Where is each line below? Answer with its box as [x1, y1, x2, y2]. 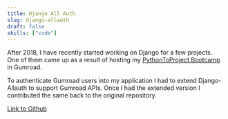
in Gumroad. [7, 63, 43, 71]
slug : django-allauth [7, 17, 70, 24]
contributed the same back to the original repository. [7, 91, 157, 100]
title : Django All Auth [7, 10, 76, 17]
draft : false [7, 23, 45, 30]
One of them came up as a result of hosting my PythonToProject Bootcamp [7, 56, 220, 64]
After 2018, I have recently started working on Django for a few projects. [7, 48, 213, 57]
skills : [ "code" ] [7, 29, 57, 37]
